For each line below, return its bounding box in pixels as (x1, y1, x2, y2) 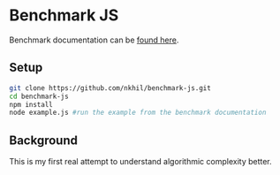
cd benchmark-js (9, 92, 69, 101)
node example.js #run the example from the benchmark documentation (9, 108, 267, 118)
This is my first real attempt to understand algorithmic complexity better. (9, 156, 272, 167)
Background (9, 133, 78, 148)
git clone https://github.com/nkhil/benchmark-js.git (9, 83, 212, 93)
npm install (9, 100, 53, 109)
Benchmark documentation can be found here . (9, 34, 179, 45)
